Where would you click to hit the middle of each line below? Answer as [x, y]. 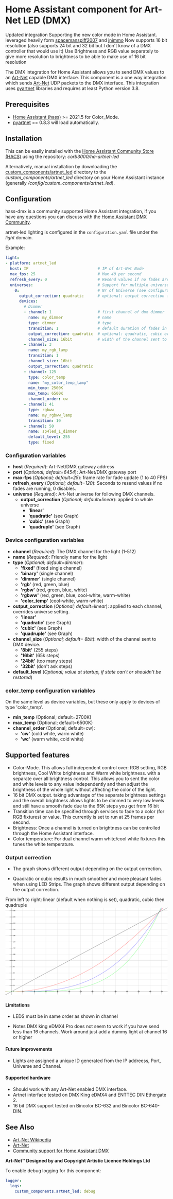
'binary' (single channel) [47, 573]
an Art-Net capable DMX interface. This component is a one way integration [86, 77]
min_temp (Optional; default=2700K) [52, 717]
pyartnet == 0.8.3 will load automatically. [56, 122]
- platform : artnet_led [31, 263]
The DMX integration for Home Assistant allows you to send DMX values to [85, 72]
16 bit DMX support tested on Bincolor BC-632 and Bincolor [76, 1105]
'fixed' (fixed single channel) [51, 568]
